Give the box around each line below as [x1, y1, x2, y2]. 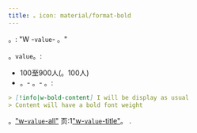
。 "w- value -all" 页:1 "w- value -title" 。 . [8, 116, 132, 126]
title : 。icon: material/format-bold [8, 11, 132, 20]
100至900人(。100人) [19, 68, 89, 78]
